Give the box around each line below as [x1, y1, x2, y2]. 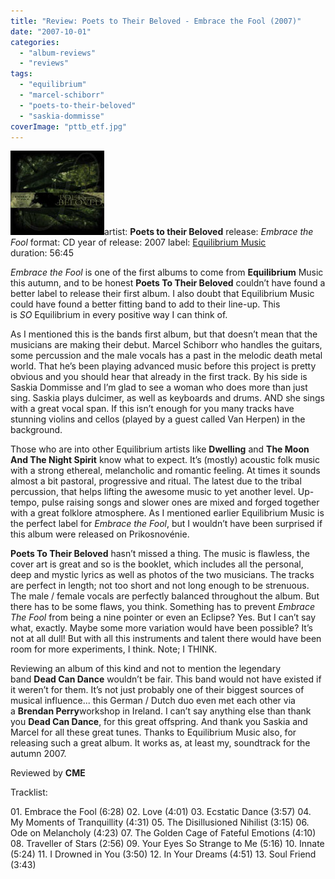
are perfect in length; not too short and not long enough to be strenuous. [10, 580, 310, 592]
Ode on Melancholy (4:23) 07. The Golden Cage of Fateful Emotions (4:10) [10, 827, 317, 839]
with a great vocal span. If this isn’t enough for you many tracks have [10, 403, 295, 415]
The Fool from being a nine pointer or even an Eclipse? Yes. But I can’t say [10, 611, 317, 624]
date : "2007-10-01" [10, 26, 92, 37]
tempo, [10, 496, 40, 509]
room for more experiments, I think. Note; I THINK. [10, 643, 218, 655]
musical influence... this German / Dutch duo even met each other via [10, 695, 296, 707]
